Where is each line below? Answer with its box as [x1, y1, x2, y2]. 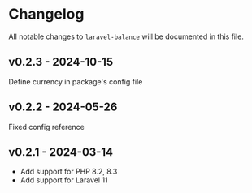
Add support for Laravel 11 [20, 175, 108, 185]
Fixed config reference [8, 122, 85, 131]
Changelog [8, 5, 85, 24]
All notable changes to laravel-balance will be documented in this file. [8, 32, 244, 41]
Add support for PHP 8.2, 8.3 [20, 167, 118, 177]
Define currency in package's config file [8, 76, 143, 86]
